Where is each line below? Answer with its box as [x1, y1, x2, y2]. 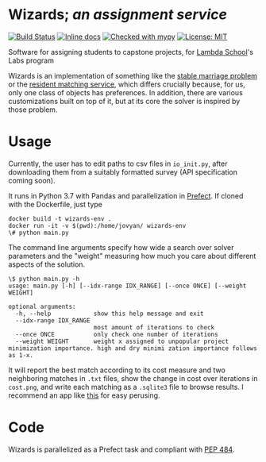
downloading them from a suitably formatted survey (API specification [8, 167, 238, 176]
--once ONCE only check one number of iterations [15, 330, 218, 338]
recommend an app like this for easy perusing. [8, 391, 160, 400]
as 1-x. [8, 351, 34, 359]
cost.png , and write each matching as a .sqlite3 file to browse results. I [8, 382, 244, 391]
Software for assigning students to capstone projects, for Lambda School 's [8, 47, 254, 56]
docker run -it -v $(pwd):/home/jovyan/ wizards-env [8, 221, 187, 229]
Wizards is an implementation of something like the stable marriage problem [8, 71, 258, 80]
